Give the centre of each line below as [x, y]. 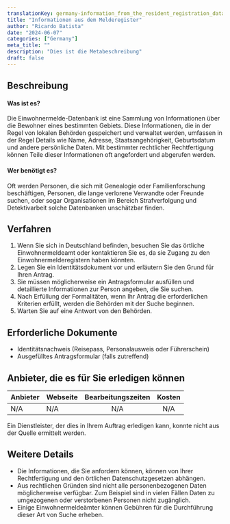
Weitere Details [40, 454]
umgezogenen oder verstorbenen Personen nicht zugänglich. [104, 500]
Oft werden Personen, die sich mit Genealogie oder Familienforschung [106, 186]
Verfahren [29, 229]
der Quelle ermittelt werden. [47, 433]
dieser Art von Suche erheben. [60, 514]
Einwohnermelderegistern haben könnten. [76, 260]
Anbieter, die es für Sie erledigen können [96, 378]
